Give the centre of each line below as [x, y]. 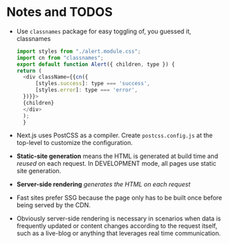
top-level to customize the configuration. [74, 143]
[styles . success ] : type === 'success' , [92, 84]
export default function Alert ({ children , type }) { [95, 64]
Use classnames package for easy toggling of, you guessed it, [104, 31]
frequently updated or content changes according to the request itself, [117, 226]
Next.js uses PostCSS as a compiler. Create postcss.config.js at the [114, 135]
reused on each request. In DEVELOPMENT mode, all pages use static [116, 164]
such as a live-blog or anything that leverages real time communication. [119, 234]
